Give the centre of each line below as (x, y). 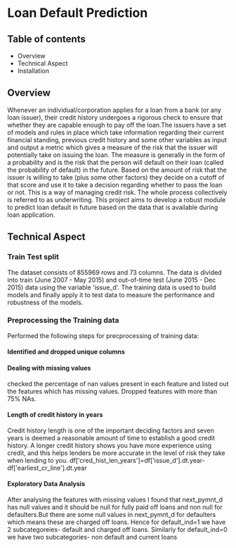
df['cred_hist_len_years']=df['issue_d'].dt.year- (137, 460)
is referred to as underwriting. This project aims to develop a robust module (117, 199)
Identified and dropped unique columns (66, 352)
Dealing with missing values (49, 368)
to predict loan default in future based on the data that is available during (113, 207)
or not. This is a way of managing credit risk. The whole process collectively (117, 192)
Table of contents (46, 39)
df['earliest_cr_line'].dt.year (47, 468)
